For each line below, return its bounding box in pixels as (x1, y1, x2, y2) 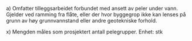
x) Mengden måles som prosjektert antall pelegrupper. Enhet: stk (6, 28, 163, 35)
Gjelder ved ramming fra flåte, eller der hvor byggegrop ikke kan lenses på (6, 11, 186, 18)
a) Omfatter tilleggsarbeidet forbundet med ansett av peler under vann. (6, 5, 178, 12)
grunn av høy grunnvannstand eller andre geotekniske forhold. (6, 17, 157, 24)
